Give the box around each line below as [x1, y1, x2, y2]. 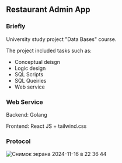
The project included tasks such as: [6, 47, 92, 54]
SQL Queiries [14, 77, 47, 84]
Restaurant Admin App [6, 5, 90, 15]
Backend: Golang [6, 111, 48, 118]
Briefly [6, 22, 26, 30]
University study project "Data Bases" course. [6, 35, 117, 43]
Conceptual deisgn [14, 58, 60, 65]
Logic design [14, 64, 46, 72]
